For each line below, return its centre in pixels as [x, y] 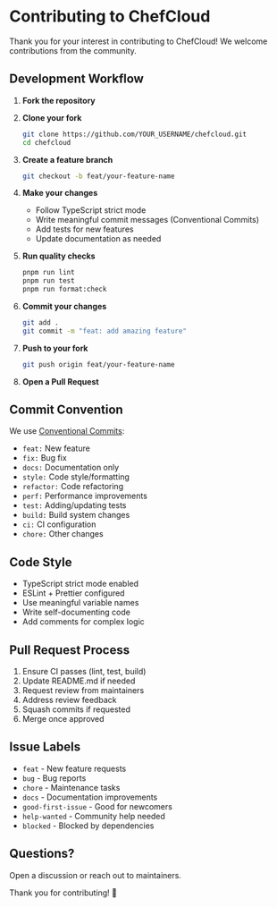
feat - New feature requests [74, 768]
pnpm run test [48, 281]
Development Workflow [77, 79]
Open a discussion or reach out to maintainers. [95, 875]
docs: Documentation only [71, 468]
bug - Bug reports [54, 778]
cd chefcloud [46, 142]
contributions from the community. [73, 50]
